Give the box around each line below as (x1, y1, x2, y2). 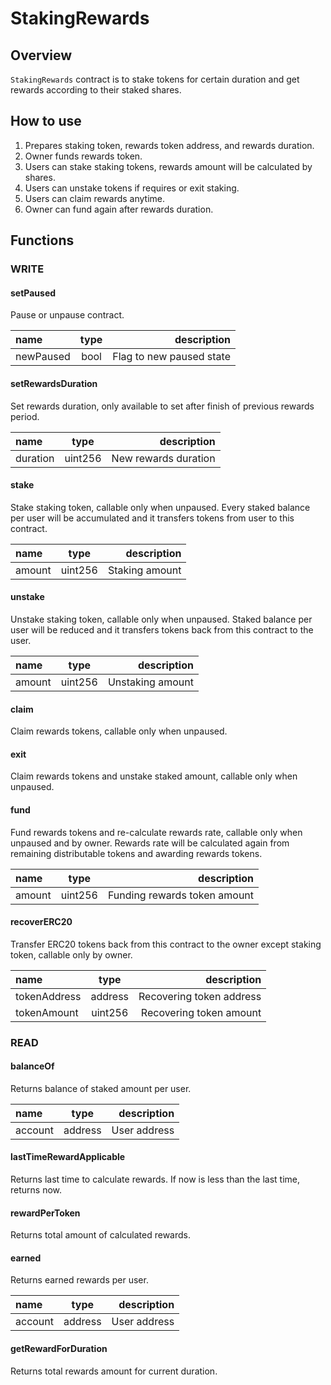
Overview (10, 47, 73, 64)
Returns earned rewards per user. (10, 1274, 149, 1286)
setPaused (10, 287, 57, 299)
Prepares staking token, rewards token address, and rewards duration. (24, 139, 315, 151)
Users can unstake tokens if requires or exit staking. (24, 182, 240, 194)
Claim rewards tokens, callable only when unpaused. (10, 725, 228, 737)
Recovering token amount (140, 1005, 262, 1019)
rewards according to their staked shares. (10, 84, 182, 96)
